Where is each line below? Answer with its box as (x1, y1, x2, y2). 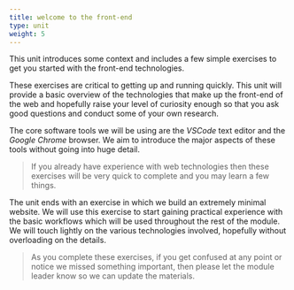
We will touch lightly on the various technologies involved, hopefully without (9, 225, 287, 236)
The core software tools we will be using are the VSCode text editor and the (9, 126, 286, 136)
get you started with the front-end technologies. (9, 63, 185, 73)
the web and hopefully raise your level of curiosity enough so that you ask (9, 99, 280, 110)
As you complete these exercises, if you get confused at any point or (30, 252, 282, 263)
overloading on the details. (9, 235, 106, 246)
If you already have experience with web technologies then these (30, 161, 270, 172)
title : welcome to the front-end (9, 12, 133, 22)
